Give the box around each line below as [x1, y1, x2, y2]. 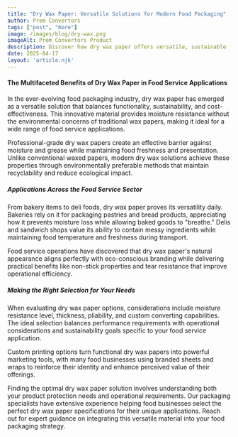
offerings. [7, 370, 36, 379]
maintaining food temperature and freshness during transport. [7, 232, 188, 242]
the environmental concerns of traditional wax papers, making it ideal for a [7, 117, 225, 125]
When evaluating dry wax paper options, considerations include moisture [7, 303, 221, 312]
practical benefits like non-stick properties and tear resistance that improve [7, 261, 227, 270]
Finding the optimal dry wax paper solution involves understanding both [7, 384, 217, 392]
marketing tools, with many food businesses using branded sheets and [7, 355, 214, 363]
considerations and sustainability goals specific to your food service [7, 326, 207, 335]
